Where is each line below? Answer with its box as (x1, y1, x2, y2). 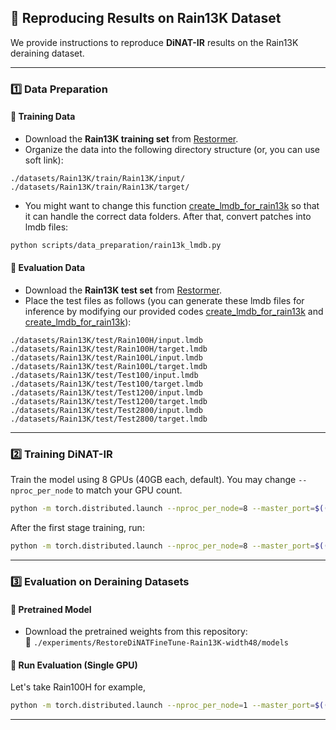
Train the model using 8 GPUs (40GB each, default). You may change (10, 474, 297, 486)
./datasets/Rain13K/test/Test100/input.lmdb (10, 371, 199, 381)
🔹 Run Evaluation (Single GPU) (10, 659, 138, 671)
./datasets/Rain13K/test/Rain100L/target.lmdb (10, 362, 208, 372)
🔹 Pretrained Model (10, 603, 92, 615)
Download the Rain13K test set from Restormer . (24, 284, 222, 296)
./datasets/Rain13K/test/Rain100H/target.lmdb (10, 344, 208, 355)
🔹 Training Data (10, 111, 76, 123)
